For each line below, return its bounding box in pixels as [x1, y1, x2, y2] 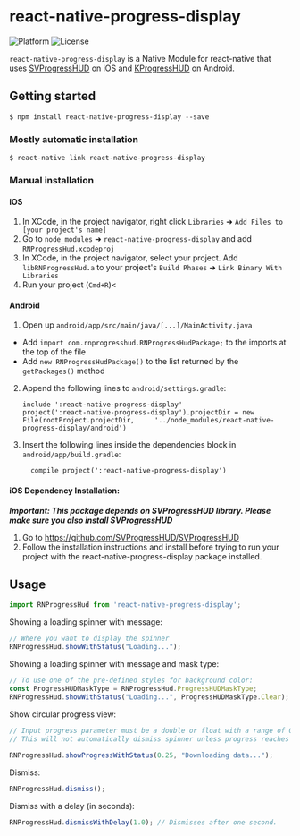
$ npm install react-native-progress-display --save [9, 112, 210, 122]
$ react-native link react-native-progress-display [9, 154, 205, 163]
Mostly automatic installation [9, 132, 139, 145]
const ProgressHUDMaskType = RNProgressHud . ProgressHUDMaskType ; [9, 684, 257, 693]
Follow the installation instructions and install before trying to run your [21, 542, 279, 552]
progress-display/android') [21, 423, 127, 433]
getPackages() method [21, 365, 105, 377]
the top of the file [21, 346, 87, 357]
